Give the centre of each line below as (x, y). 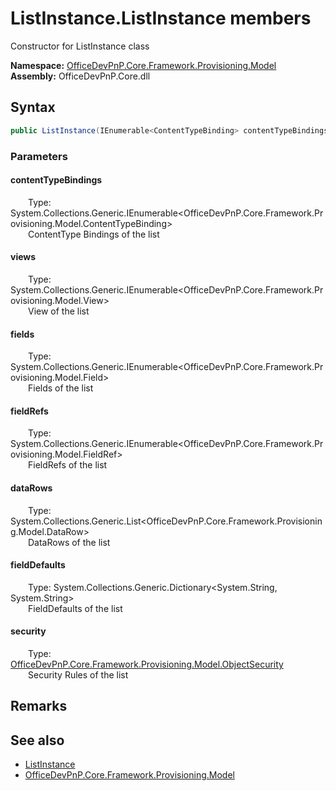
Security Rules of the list (78, 674)
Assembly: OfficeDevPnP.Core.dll (80, 76)
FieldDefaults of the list (75, 608)
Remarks (39, 706)
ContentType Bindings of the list (94, 234)
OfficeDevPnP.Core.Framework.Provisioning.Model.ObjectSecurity (147, 664)
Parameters (39, 156)
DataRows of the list (69, 542)
